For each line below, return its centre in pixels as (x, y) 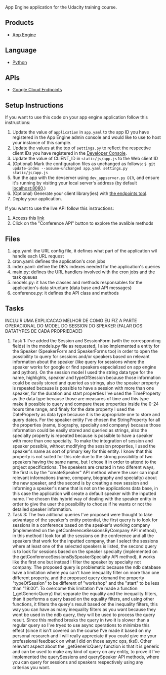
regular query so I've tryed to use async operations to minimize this (81, 625)
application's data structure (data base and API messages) (72, 288)
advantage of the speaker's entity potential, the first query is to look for (85, 520)
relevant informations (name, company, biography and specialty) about (84, 478)
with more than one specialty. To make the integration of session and (83, 440)
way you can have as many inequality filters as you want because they (84, 609)
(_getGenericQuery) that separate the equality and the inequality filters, (85, 593)
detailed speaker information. (42, 509)
